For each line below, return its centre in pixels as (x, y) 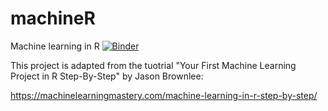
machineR (53, 18)
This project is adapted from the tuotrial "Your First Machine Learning (153, 65)
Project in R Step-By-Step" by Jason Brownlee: (107, 76)
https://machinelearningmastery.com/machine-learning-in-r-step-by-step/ (164, 95)
